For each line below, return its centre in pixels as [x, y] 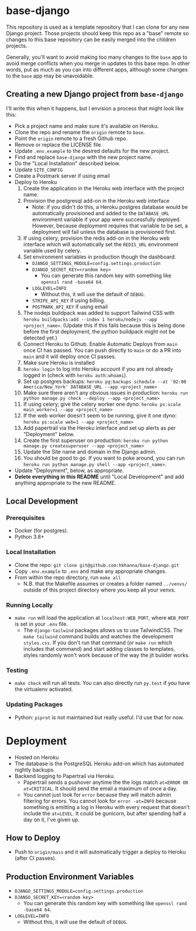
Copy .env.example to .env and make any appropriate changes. [90, 571]
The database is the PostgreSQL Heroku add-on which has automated [99, 763]
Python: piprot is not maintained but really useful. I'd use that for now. [99, 717]
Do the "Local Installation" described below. [67, 163]
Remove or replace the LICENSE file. [58, 144]
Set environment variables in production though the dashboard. [100, 257]
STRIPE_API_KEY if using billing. [68, 300]
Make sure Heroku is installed [59, 362]
